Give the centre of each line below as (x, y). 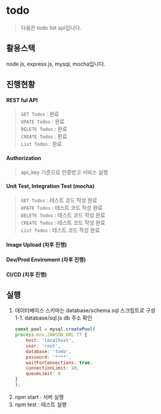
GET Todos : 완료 (40, 114)
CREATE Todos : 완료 (44, 137)
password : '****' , (49, 357)
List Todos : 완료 (41, 144)
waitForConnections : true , (59, 363)
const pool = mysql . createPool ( (55, 329)
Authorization (24, 158)
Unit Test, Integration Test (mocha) (50, 186)
